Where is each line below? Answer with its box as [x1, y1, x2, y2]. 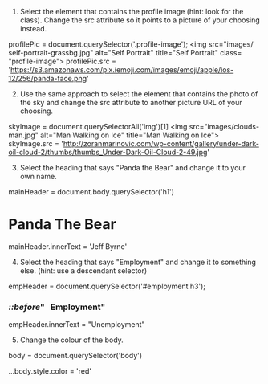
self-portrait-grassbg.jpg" [8, 48, 94, 57]
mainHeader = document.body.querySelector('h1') [8, 187, 175, 196]
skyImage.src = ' [8, 139, 64, 148]
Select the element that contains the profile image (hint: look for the [19, 7, 244, 16]
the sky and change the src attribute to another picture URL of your [19, 98, 242, 107]
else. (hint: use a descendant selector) [19, 265, 148, 276]
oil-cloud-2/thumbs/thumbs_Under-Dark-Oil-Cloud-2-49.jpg [8, 148, 208, 157]
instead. [19, 24, 47, 33]
